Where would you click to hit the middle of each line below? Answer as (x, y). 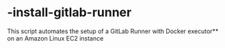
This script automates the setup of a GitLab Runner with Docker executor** (113, 31)
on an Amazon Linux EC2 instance (55, 38)
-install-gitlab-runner (69, 13)
